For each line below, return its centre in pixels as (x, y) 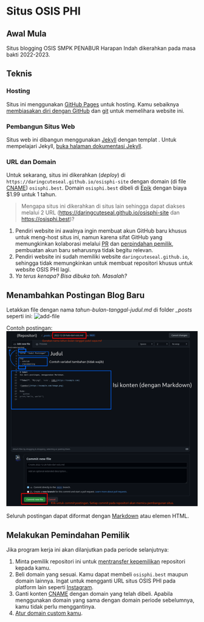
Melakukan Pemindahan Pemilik (68, 535)
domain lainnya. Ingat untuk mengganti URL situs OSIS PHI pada (95, 581)
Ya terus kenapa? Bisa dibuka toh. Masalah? (71, 276)
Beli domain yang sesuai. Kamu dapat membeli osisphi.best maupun (101, 575)
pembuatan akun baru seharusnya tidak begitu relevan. (84, 250)
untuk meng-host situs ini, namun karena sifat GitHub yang (89, 238)
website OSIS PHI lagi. (43, 270)
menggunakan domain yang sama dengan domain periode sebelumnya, (105, 600)
